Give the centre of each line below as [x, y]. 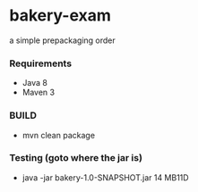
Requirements [41, 63]
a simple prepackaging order [62, 40]
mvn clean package [59, 135]
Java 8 [34, 83]
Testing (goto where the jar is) [76, 158]
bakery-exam [60, 16]
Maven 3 [39, 92]
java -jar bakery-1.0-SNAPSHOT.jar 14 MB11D [106, 177]
